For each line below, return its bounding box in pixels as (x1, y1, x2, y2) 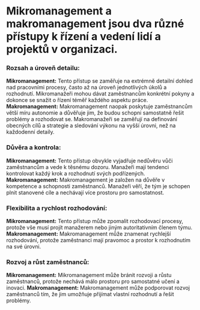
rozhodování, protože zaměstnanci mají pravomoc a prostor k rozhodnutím (6, 237, 191, 244)
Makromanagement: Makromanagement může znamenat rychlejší (6, 230, 171, 237)
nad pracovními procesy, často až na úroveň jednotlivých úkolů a (6, 84, 167, 91)
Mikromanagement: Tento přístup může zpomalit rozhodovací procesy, (6, 218, 184, 225)
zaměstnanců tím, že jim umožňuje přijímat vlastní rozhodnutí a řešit (6, 291, 174, 298)
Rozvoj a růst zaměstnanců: (6, 258, 89, 266)
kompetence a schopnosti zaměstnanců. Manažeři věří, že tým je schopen (6, 182, 190, 189)
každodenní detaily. (6, 128, 55, 136)
